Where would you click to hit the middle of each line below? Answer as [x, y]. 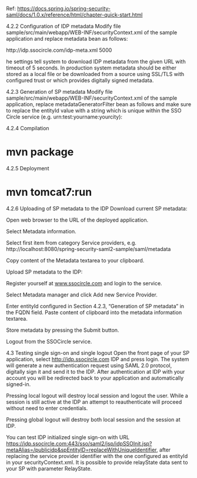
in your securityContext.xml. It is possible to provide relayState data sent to [97, 462]
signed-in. [19, 384]
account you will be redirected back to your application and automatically [95, 378]
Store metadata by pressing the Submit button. [63, 330]
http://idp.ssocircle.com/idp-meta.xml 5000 [59, 50]
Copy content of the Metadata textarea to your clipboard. [75, 260]
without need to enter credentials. [47, 408]
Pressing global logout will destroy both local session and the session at [93, 419]
